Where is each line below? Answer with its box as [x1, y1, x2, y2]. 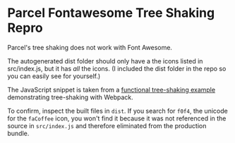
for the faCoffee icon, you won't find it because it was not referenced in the [7, 114, 227, 123]
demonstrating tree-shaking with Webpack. [7, 93, 134, 101]
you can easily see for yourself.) [7, 72, 101, 80]
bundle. [7, 129, 30, 137]
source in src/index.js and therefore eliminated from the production [7, 121, 207, 130]
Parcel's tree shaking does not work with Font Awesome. [7, 43, 173, 51]
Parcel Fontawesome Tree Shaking [7, 5, 215, 21]
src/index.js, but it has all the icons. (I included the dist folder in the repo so [7, 64, 227, 73]
